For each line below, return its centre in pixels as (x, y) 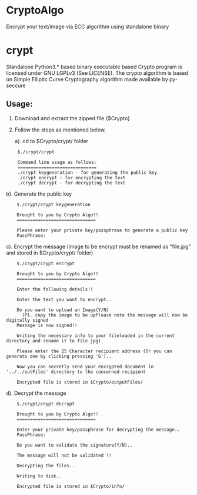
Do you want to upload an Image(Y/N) (63, 310)
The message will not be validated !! (64, 455)
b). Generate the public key (39, 194)
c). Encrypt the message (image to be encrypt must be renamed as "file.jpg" (98, 246)
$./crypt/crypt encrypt (46, 263)
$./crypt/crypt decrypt (46, 404)
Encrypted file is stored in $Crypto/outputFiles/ (80, 382)
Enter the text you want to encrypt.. (64, 299)
